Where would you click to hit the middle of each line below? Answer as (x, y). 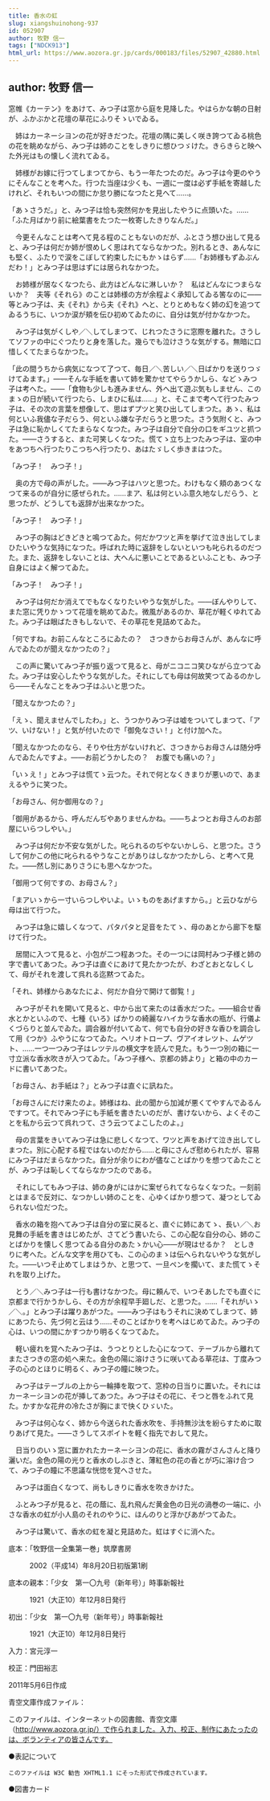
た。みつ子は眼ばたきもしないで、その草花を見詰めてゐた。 (107, 621)
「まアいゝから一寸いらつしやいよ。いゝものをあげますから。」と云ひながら (133, 900)
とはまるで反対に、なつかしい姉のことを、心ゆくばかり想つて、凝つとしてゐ (135, 1197)
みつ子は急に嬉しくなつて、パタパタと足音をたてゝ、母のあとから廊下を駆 (138, 927)
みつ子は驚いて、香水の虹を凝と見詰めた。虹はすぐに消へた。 (117, 1531)
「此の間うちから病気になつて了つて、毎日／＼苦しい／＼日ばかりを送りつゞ (135, 368)
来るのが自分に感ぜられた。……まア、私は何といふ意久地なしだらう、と (141, 493)
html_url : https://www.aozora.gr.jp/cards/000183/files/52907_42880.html (135, 53)
